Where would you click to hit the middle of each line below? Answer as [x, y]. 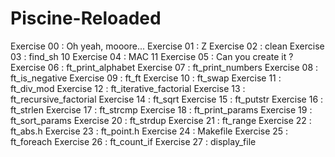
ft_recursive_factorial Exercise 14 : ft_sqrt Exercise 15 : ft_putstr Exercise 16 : [167, 99]
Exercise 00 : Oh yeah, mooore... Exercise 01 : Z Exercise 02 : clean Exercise [167, 46]
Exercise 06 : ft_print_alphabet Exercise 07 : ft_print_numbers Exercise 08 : [164, 67]
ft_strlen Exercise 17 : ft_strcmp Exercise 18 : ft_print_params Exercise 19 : [161, 109]
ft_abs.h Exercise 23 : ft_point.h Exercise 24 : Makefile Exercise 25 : [149, 131]
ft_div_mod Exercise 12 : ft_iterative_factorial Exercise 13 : [128, 88]
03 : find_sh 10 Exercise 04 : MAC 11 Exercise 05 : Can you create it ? [152, 56]
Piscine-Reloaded [86, 18]
